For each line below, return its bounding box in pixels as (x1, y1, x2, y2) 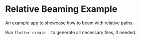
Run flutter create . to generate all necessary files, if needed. (5, 29, 137, 35)
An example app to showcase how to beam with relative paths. (5, 20, 134, 26)
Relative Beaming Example (5, 3, 118, 15)
